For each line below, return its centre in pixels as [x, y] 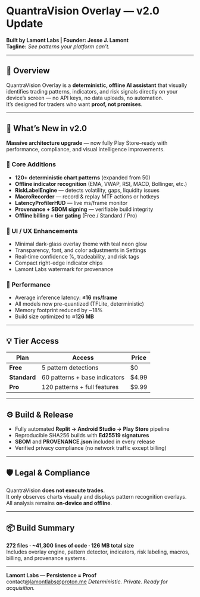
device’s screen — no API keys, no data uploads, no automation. [85, 98]
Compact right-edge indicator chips [59, 263]
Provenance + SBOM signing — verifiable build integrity [84, 209]
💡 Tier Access [33, 341]
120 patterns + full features [80, 387]
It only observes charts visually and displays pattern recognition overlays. [96, 496]
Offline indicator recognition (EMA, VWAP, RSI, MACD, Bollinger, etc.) [101, 184]
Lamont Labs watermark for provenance [64, 269]
